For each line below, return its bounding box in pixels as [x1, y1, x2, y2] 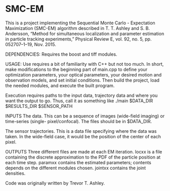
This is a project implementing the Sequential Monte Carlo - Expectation [5, 20, 155, 26]
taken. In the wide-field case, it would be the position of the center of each [5, 133, 161, 139]
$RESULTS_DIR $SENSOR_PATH [5, 103, 73, 109]
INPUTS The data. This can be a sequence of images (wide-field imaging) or [5, 112, 165, 119]
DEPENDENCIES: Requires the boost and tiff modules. [5, 51, 117, 57]
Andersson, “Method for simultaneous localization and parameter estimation [5, 30, 164, 36]
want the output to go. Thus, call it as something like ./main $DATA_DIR [5, 97, 153, 104]
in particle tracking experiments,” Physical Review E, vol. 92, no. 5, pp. [5, 36, 152, 42]
